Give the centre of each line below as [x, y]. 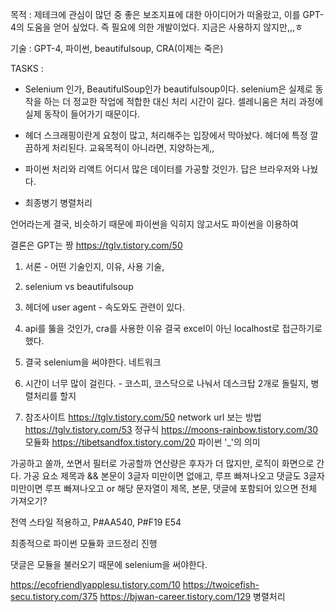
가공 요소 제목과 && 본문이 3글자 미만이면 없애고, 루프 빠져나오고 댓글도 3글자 [174, 476]
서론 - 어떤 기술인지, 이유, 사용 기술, [94, 266]
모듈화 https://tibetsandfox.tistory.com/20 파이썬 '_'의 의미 [142, 442]
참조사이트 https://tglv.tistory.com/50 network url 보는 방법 [143, 417]
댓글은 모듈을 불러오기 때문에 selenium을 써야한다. [109, 564]
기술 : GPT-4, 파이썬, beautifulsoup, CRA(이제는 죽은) [117, 48]
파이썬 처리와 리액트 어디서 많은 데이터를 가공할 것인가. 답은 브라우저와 [162, 169]
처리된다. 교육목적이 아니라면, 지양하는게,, [133, 147]
